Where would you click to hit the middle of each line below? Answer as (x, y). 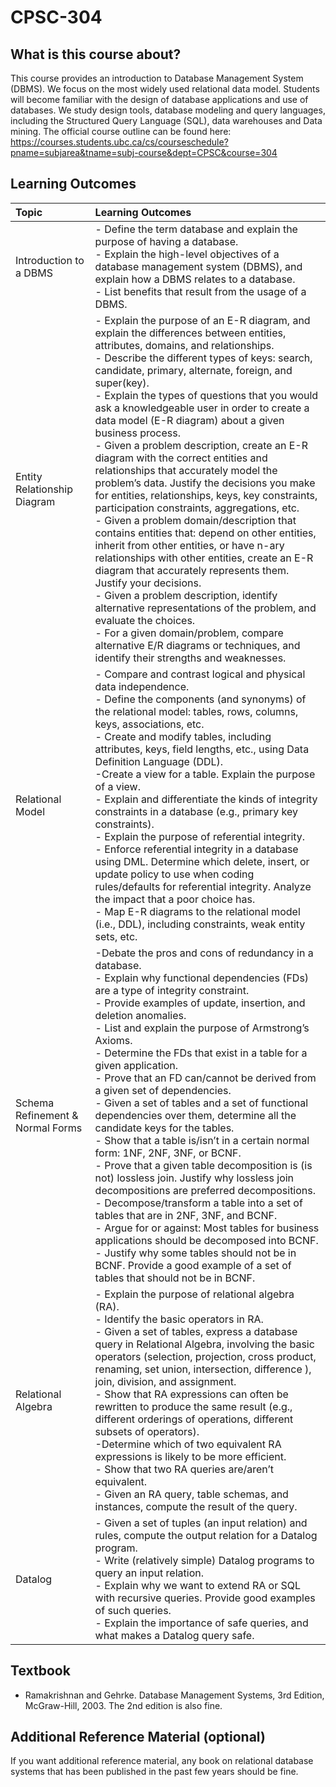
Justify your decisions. (148, 583)
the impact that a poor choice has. (175, 899)
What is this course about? (96, 54)
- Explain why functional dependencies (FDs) (202, 978)
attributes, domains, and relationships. (184, 345)
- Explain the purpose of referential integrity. (200, 836)
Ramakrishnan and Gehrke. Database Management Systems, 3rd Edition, (174, 1695)
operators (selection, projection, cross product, (205, 1356)
